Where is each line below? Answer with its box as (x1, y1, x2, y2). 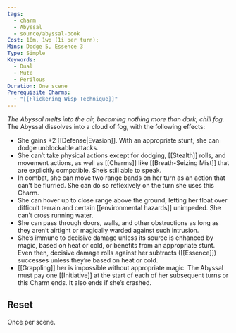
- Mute (13, 69, 33, 76)
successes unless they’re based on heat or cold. (17, 256, 159, 265)
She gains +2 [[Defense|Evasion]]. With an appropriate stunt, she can (17, 136, 220, 145)
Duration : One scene (7, 83, 68, 90)
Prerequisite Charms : (7, 89, 71, 96)
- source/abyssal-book (13, 30, 80, 37)
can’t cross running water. (17, 211, 94, 219)
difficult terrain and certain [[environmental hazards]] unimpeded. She (17, 204, 221, 212)
